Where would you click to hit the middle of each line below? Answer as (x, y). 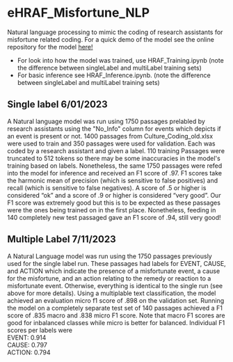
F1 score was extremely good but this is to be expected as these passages (114, 203)
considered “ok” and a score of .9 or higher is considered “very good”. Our (114, 195)
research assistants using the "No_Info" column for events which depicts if (114, 128)
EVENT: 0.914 (27, 337)
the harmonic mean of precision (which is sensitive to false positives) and (113, 180)
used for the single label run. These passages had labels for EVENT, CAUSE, (116, 263)
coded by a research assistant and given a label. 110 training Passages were (116, 150)
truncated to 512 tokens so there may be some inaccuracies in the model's (114, 158)
